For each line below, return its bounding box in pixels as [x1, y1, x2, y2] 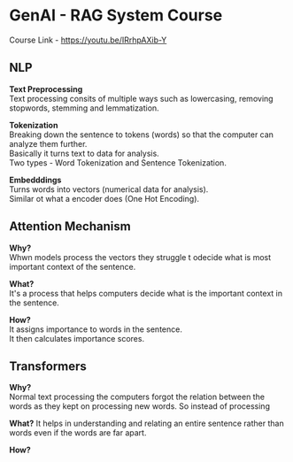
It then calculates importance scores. [9, 333, 144, 343]
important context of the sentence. [9, 261, 136, 272]
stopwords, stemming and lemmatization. [9, 103, 159, 113]
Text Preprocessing [9, 83, 83, 94]
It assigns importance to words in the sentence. [9, 324, 183, 335]
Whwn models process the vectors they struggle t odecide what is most [9, 251, 272, 262]
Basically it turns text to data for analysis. [9, 148, 159, 158]
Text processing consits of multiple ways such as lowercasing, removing [9, 93, 274, 104]
